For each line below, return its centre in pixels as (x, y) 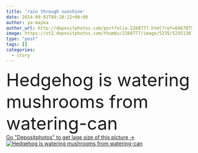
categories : (21, 50)
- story (21, 55)
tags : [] (17, 45)
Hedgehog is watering (98, 80)
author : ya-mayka (27, 22)
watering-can (62, 123)
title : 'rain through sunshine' (46, 11)
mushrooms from (77, 101)
